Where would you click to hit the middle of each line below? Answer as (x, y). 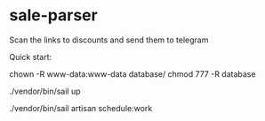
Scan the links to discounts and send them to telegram (109, 40)
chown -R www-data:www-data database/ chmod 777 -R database (132, 74)
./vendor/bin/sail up (45, 91)
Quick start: (30, 57)
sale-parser (53, 15)
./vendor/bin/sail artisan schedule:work (81, 108)
